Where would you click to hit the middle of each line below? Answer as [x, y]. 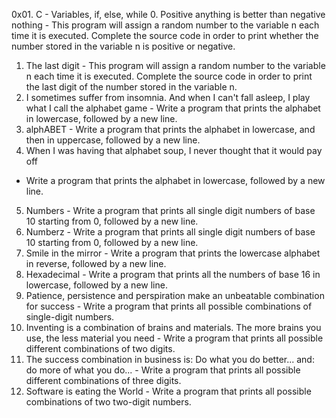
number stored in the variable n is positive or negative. [123, 46]
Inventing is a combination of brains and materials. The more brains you [173, 327]
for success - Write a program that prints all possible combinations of [169, 306]
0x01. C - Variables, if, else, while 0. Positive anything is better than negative [168, 14]
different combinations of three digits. [103, 380]
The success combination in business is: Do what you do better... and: [170, 359]
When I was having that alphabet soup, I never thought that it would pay [174, 150]
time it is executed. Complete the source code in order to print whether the [165, 35]
